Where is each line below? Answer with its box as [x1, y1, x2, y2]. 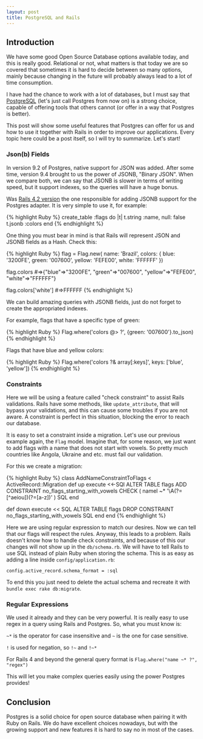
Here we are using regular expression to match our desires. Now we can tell [6, 524, 196, 531]
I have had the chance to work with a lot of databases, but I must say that [6, 91, 190, 98]
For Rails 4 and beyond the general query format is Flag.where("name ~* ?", [6, 656, 198, 663]
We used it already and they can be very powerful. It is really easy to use [6, 614, 188, 621]
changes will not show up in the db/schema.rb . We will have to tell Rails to [6, 543, 189, 550]
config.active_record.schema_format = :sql [6, 567, 119, 574]
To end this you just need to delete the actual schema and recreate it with [6, 578, 190, 586]
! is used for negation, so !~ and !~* [6, 644, 97, 651]
